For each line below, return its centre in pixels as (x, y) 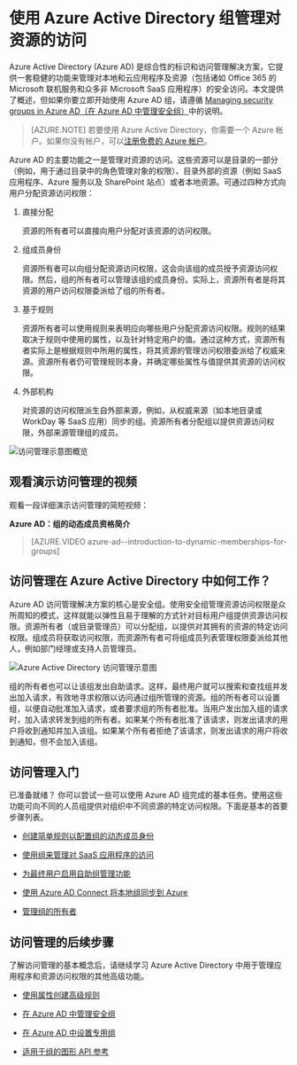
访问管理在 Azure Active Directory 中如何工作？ (140, 581)
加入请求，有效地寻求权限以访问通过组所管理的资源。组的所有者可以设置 (148, 697)
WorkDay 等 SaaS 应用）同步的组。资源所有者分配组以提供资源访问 (144, 421)
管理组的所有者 (49, 912)
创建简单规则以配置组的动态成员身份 (88, 836)
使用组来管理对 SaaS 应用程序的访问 (88, 855)
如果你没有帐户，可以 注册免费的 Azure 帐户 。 (129, 141)
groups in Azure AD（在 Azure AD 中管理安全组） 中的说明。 (118, 111)
